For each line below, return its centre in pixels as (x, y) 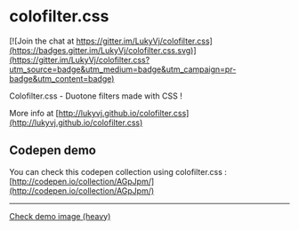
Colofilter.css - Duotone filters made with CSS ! (96, 96)
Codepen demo (53, 151)
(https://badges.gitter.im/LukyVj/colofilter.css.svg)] (103, 50)
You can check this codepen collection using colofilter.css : (118, 171)
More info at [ (34, 113)
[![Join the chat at (42, 41)
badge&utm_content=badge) (62, 78)
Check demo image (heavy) (60, 216)
